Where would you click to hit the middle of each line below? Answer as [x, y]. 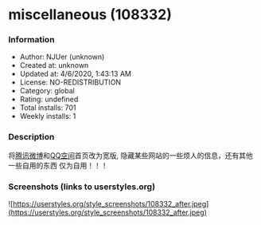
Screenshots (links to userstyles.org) [82, 187]
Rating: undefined [49, 99]
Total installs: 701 [48, 108]
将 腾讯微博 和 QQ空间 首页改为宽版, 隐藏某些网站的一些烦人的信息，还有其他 [130, 155]
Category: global [47, 91]
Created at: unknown [54, 65]
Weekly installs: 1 [48, 116]
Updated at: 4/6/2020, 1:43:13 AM [75, 74]
